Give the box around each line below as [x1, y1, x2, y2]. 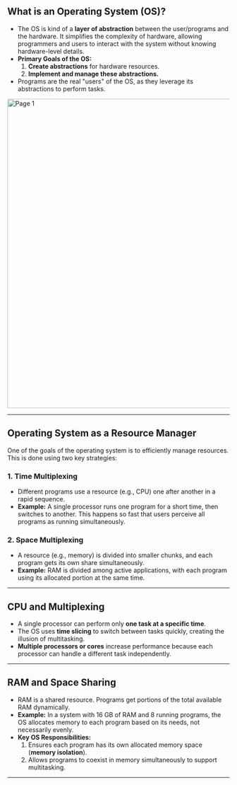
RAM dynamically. [17, 703, 71, 711]
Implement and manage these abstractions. [28, 69, 159, 78]
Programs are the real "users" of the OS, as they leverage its [17, 77, 194, 86]
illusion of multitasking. [17, 634, 85, 643]
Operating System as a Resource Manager [7, 427, 197, 439]
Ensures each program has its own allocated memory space [28, 740, 202, 749]
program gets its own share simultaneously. [17, 559, 145, 567]
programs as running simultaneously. [17, 517, 126, 525]
